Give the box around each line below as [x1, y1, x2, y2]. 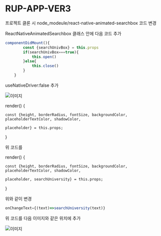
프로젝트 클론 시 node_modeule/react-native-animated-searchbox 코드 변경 [5, 20, 157, 26]
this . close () [31, 63, 59, 68]
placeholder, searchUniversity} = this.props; [5, 177, 103, 181]
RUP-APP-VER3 [5, 3, 71, 14]
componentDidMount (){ [5, 40, 50, 45]
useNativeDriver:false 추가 [5, 82, 59, 88]
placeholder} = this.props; [5, 125, 64, 130]
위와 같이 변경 [5, 195, 32, 201]
